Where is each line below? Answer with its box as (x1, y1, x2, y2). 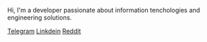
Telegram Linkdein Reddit (7, 27, 81, 35)
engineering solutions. (7, 13, 73, 22)
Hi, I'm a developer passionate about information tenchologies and (7, 6, 201, 14)
